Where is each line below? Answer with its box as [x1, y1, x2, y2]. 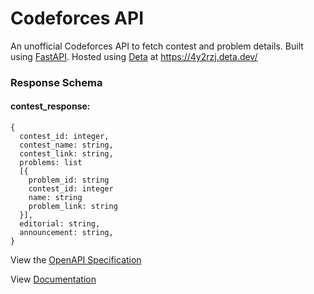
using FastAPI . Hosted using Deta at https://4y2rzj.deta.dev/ [10, 50, 258, 62]
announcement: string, [19, 228, 114, 238]
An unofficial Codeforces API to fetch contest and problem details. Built [10, 40, 304, 52]
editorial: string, [19, 219, 101, 229]
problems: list [19, 158, 83, 168]
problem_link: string [28, 202, 118, 212]
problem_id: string [28, 175, 110, 186]
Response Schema [10, 75, 103, 89]
